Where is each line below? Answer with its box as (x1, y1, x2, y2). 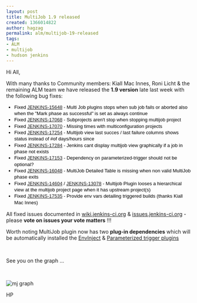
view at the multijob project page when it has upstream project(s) (14, 186, 151, 193)
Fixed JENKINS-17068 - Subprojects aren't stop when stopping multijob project (14, 117, 181, 123)
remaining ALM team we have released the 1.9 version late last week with (6, 86, 185, 93)
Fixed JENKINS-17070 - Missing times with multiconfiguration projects (14, 123, 163, 129)
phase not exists (14, 148, 49, 154)
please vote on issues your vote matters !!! (6, 217, 112, 224)
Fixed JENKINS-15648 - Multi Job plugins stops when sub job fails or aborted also (14, 104, 188, 110)
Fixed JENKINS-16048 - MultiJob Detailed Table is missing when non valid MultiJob (14, 167, 191, 174)
